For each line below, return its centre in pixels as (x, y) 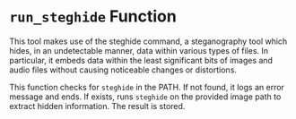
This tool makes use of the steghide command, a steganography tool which (148, 41)
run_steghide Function (93, 17)
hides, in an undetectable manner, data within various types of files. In (139, 50)
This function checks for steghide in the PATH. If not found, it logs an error (147, 87)
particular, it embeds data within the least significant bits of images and (141, 60)
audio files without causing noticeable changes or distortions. (123, 70)
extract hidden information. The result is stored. (97, 106)
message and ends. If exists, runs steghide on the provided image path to (145, 97)
